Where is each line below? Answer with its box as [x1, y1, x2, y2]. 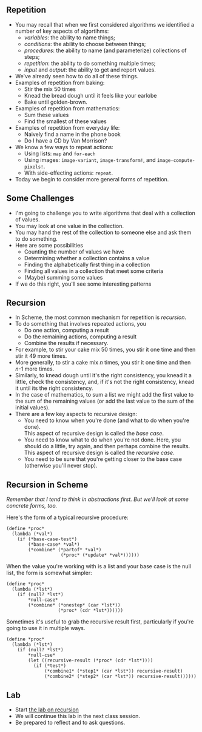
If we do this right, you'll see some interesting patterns [15, 280, 152, 287]
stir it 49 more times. [15, 352, 67, 360]
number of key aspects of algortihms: [15, 27, 109, 35]
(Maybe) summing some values [24, 274, 103, 281]
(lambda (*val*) [12, 531, 53, 537]
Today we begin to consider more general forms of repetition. [15, 175, 169, 183]
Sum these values [24, 111, 69, 118]
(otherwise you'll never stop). [24, 462, 98, 469]
